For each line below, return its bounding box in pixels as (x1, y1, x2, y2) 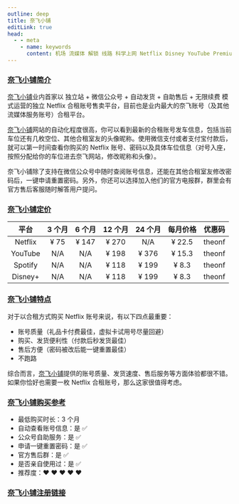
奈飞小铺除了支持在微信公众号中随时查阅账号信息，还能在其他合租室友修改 (7, 167, 225, 176)
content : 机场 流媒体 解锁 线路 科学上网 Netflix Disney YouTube (26, 51, 211, 58)
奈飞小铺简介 (7, 75, 52, 85)
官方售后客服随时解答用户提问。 (7, 185, 101, 194)
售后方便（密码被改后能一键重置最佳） (17, 345, 130, 353)
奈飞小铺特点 (7, 295, 52, 305)
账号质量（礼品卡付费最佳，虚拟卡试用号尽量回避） (17, 327, 168, 335)
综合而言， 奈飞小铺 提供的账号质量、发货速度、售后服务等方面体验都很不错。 (7, 369, 232, 377)
